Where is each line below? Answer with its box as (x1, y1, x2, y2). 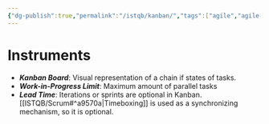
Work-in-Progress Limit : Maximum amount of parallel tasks (18, 81, 218, 90)
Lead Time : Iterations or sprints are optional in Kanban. (18, 90, 202, 99)
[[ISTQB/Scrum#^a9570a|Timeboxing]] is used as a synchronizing (18, 98, 238, 108)
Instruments (7, 46, 92, 64)
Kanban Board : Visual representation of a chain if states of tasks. (18, 73, 237, 82)
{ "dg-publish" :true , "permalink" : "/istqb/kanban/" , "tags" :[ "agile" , (7, 11, 238, 20)
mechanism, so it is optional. (18, 106, 114, 116)
